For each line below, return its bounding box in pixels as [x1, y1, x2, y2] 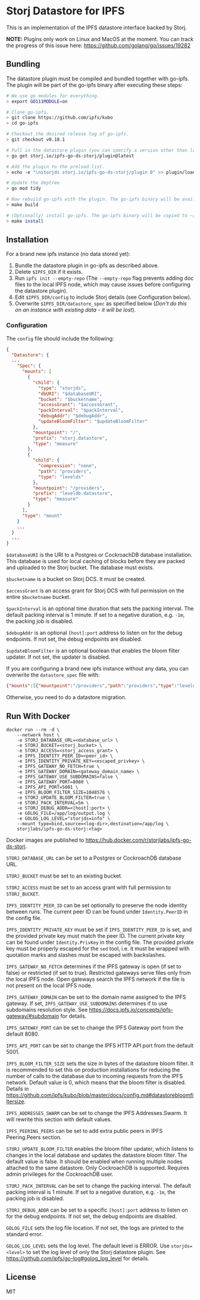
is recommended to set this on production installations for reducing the [6, 1066, 180, 1073]
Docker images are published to [6, 836, 85, 844]
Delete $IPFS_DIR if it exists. [14, 268, 83, 276]
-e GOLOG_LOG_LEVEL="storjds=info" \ [17, 816, 111, 822]
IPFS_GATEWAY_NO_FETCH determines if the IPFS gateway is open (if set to [6, 962, 182, 970]
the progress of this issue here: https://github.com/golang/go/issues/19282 [6, 42, 190, 49]
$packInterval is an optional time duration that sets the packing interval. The [6, 605, 194, 612]
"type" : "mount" [21, 512, 62, 518]
